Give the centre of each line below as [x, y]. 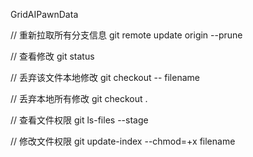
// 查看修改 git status [52, 56]
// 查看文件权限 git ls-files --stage [79, 120]
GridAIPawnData [44, 14]
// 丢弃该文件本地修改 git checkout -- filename [105, 77]
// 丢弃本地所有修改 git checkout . [79, 98]
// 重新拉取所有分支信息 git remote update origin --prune [126, 35]
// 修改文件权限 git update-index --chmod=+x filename [123, 141]
